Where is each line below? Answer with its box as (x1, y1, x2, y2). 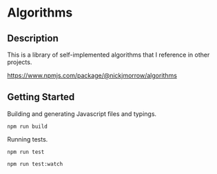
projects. (7, 58, 32, 66)
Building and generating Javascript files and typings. (7, 109, 157, 118)
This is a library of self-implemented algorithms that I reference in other (7, 50, 210, 59)
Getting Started (7, 91, 75, 103)
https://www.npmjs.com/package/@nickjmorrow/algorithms (7, 71, 178, 79)
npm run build (7, 123, 48, 130)
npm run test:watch (7, 160, 63, 167)
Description (7, 32, 59, 44)
